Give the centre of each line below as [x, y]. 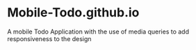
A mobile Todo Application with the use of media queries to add [98, 32]
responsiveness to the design [49, 38]
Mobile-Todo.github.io [73, 13]
